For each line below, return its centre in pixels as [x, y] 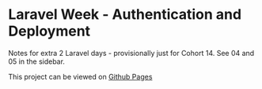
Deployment [49, 31]
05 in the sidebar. [37, 61]
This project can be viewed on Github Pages [80, 76]
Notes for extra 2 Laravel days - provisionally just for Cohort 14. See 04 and [131, 53]
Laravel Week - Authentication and [125, 15]
